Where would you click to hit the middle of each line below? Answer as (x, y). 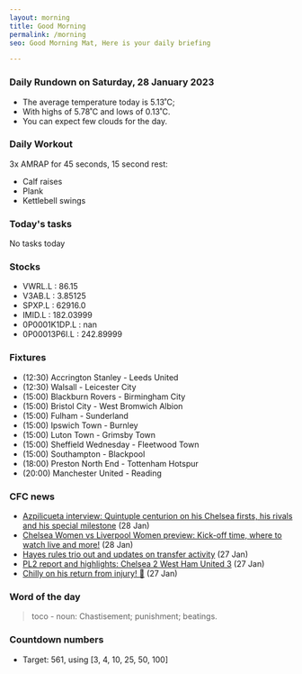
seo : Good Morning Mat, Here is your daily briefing (110, 43)
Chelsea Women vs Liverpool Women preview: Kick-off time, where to (152, 535)
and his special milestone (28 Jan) (86, 526)
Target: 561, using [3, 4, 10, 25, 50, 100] (95, 660)
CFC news (32, 496)
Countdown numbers (57, 640)
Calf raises (42, 181)
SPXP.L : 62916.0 (54, 305)
